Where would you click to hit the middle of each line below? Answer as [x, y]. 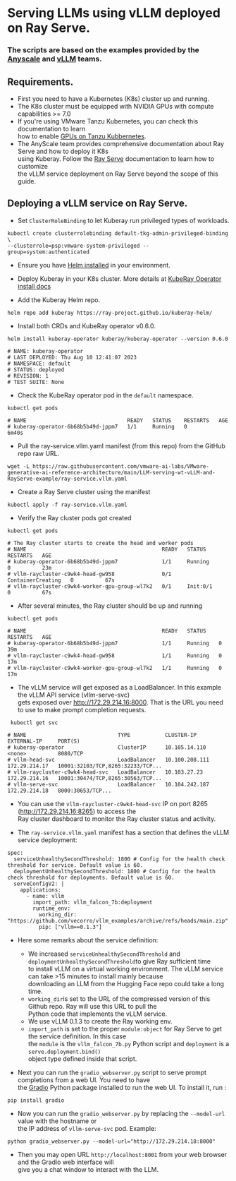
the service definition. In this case [77, 1036]
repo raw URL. [38, 453]
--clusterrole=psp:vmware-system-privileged [74, 246]
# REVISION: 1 [28, 376]
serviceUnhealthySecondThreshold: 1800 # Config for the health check [119, 859]
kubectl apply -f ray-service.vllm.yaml [68, 505]
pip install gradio [36, 1100]
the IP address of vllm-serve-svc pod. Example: [87, 1128]
